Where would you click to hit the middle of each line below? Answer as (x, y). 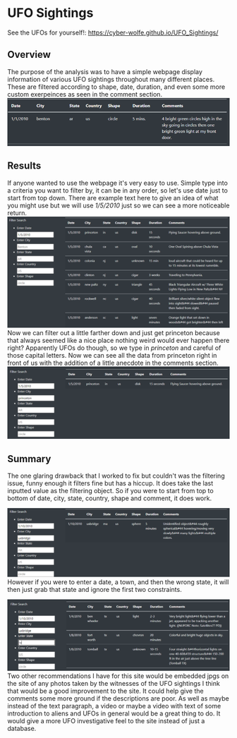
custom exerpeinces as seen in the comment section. (85, 94)
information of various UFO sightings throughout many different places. (111, 79)
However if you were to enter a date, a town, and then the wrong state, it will (118, 582)
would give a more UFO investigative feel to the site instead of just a (106, 721)
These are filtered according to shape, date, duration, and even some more (116, 87)
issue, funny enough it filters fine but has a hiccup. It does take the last (110, 483)
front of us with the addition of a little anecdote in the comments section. (113, 363)
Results (24, 166)
